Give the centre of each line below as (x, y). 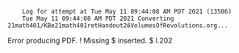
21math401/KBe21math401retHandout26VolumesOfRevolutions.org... (118, 26)
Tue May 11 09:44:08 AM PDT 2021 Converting (98, 18)
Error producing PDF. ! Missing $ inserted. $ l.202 (90, 41)
